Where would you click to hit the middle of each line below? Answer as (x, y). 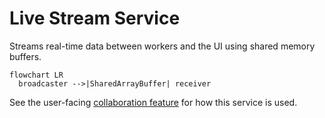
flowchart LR (36, 75)
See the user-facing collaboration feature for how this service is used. (153, 102)
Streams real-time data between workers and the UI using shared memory (162, 46)
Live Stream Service (95, 18)
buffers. (25, 56)
